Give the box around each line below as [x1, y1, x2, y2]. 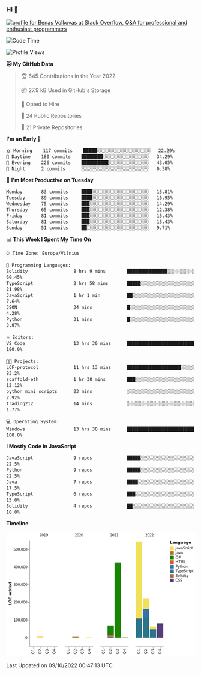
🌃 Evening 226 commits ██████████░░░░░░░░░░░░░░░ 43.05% [6, 160, 173, 166]
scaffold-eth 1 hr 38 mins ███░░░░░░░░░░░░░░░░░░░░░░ [6, 377, 195, 383]
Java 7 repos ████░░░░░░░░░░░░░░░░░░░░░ [6, 479, 195, 486]
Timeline [6, 520, 29, 527]
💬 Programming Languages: [6, 263, 71, 269]
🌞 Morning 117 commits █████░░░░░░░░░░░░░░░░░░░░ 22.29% [6, 148, 175, 154]
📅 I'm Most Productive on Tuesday [6, 177, 94, 184]
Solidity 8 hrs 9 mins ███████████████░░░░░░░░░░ [6, 269, 195, 275]
